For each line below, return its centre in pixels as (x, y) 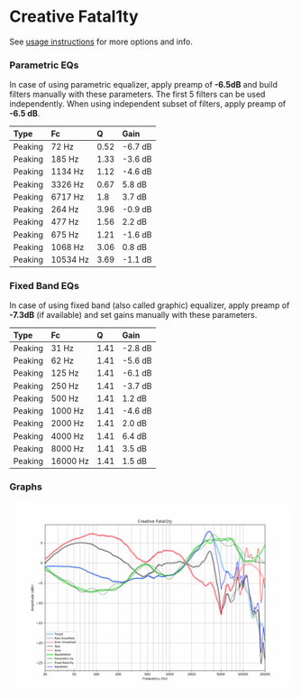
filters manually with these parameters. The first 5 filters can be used (137, 94)
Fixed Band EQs (44, 285)
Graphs (26, 487)
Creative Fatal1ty (74, 17)
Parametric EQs (44, 65)
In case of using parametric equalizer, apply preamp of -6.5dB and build (143, 85)
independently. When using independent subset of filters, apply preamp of (148, 104)
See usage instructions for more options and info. (101, 42)
